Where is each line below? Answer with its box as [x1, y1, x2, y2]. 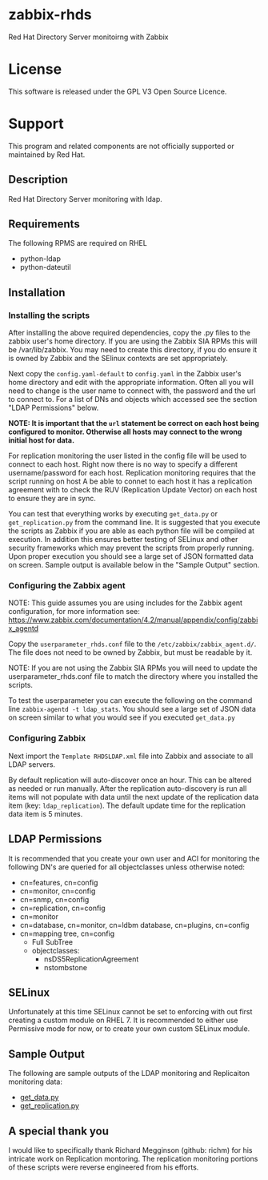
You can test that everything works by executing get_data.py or [8, 509, 218, 519]
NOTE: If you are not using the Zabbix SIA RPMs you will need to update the [8, 663, 258, 673]
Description [8, 173, 68, 187]
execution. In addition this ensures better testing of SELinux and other [8, 535, 238, 544]
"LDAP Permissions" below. [8, 403, 99, 413]
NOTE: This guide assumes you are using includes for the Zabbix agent [8, 598, 242, 608]
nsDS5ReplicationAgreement [43, 954, 139, 964]
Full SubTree [31, 937, 74, 946]
